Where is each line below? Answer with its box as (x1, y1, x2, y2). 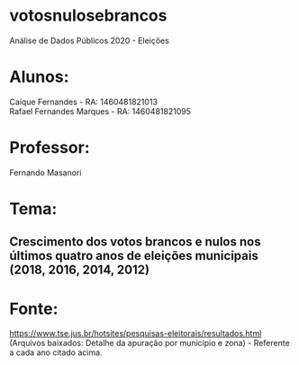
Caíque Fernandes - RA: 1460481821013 (9, 96, 158, 107)
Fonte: (9, 298, 59, 319)
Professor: (9, 138, 90, 158)
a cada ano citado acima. (9, 347, 103, 358)
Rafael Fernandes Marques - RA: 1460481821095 (9, 105, 192, 117)
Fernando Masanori (9, 167, 82, 178)
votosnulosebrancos (9, 5, 168, 26)
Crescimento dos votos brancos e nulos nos (9, 235, 261, 250)
